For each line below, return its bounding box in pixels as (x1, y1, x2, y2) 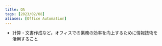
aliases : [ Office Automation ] (5, 16, 67, 21)
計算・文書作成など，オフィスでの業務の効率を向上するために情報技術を (12, 30, 158, 36)
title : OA (5, 7, 25, 12)
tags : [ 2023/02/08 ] (5, 12, 45, 16)
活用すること (12, 36, 38, 42)
